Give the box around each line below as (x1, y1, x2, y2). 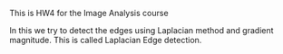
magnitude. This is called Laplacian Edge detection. (9, 35, 202, 45)
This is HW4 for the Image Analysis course (9, 8, 170, 18)
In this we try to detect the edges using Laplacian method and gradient (9, 25, 274, 35)
